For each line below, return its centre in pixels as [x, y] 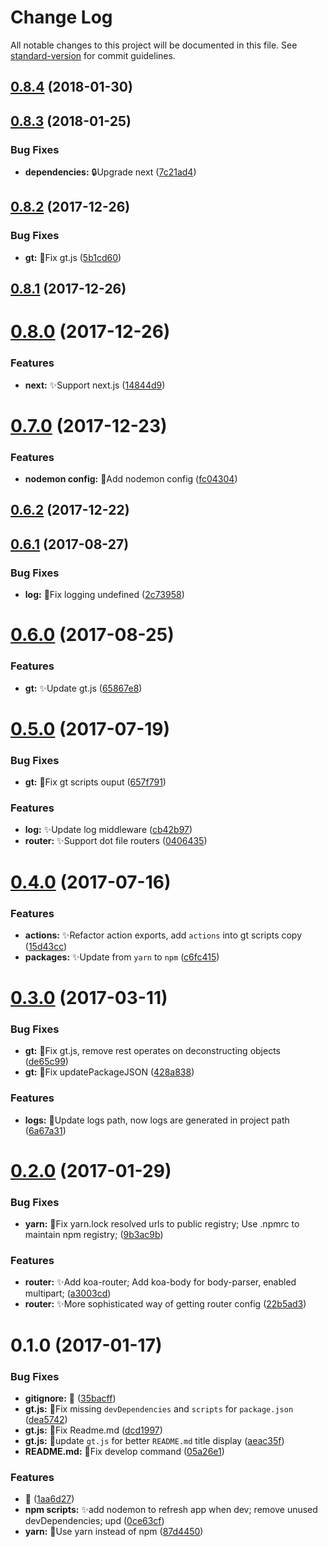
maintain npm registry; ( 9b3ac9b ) [94, 1235]
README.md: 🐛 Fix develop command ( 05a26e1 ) [124, 1451]
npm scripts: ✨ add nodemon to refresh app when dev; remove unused [171, 1510]
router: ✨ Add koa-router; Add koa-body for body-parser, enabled [160, 1282]
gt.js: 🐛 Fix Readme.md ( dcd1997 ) [93, 1430]
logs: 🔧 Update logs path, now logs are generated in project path [157, 1120]
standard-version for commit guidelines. [93, 55]
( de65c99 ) [46, 1062]
